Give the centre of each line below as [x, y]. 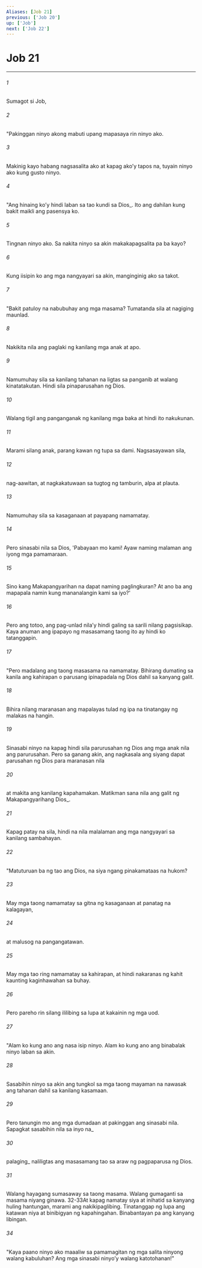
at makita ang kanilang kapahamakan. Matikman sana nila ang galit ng [93, 793]
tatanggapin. [22, 638]
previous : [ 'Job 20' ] [33, 17]
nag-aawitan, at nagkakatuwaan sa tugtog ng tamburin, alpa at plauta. [93, 483]
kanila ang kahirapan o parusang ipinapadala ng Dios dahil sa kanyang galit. [100, 677]
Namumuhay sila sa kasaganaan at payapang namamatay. [78, 515]
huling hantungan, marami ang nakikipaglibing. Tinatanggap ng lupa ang [96, 1207]
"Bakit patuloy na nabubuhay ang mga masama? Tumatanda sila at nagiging [100, 308]
